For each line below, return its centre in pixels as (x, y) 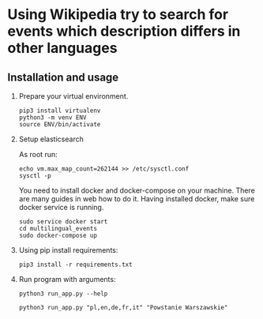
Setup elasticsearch (51, 139)
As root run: (38, 154)
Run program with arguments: (67, 279)
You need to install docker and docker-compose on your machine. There (137, 190)
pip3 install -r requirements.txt (75, 265)
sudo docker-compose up (58, 235)
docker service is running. (61, 207)
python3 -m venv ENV (53, 118)
